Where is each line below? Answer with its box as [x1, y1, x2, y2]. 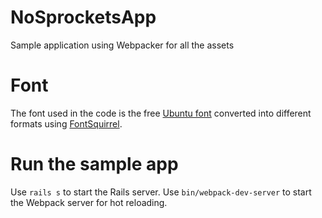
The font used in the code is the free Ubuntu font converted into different [10, 107, 312, 119]
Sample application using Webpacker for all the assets [10, 39, 235, 51]
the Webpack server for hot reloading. [10, 196, 168, 208]
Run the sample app [10, 153, 179, 176]
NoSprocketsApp [10, 6, 157, 29]
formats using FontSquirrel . [10, 117, 123, 130]
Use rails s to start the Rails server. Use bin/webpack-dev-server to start [10, 186, 312, 198]
